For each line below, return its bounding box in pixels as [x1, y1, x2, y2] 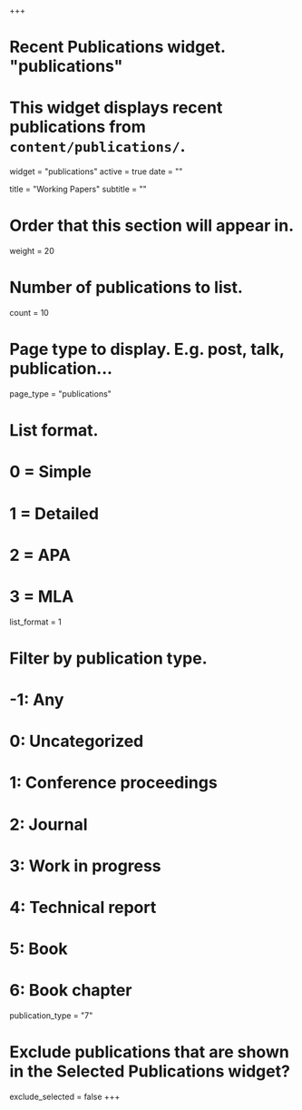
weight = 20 [9, 246, 54, 257]
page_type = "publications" [9, 388, 112, 399]
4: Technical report [9, 897, 157, 918]
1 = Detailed [9, 503, 100, 524]
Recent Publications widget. [9, 37, 226, 57]
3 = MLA [9, 586, 74, 606]
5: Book [9, 938, 68, 959]
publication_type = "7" [9, 1010, 93, 1021]
